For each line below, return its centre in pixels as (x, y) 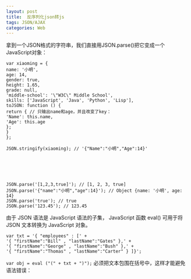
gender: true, (23, 80)
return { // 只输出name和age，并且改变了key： (59, 112)
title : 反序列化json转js (35, 17)
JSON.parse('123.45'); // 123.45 (47, 206)
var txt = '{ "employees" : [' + (47, 236)
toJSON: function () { (33, 106)
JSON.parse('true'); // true (41, 201)
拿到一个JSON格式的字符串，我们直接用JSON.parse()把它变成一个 (86, 45)
